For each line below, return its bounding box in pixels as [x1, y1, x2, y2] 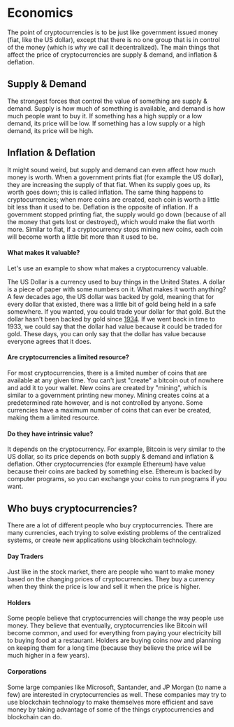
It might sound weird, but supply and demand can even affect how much [7, 165, 217, 174]
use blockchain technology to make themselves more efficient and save [7, 698, 214, 706]
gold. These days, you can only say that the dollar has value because [7, 329, 206, 338]
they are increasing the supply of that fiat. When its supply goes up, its [7, 180, 211, 188]
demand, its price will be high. [7, 126, 94, 134]
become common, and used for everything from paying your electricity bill [7, 629, 221, 637]
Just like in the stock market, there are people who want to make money [7, 567, 215, 576]
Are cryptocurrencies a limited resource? [7, 353, 129, 361]
